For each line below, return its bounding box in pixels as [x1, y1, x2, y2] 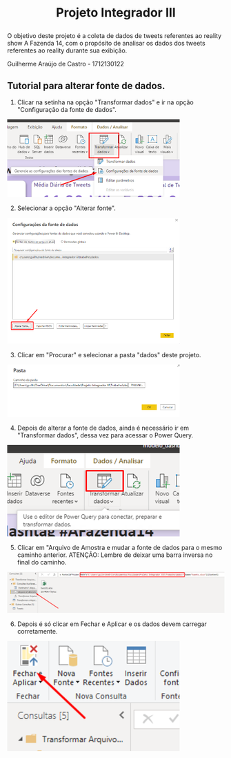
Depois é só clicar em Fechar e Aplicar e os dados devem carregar [17, 620, 207, 628]
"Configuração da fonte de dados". [17, 106, 117, 113]
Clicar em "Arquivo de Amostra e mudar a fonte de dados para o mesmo [17, 544, 223, 551]
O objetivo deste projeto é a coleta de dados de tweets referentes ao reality [7, 32, 222, 40]
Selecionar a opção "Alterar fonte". [17, 204, 116, 212]
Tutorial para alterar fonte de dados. [7, 79, 165, 91]
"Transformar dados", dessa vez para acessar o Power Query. [17, 431, 194, 439]
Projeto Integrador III [56, 5, 176, 21]
